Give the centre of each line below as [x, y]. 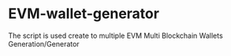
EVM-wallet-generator [84, 14]
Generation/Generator [44, 43]
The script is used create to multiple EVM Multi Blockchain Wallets [115, 35]
